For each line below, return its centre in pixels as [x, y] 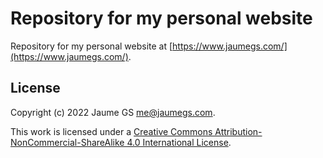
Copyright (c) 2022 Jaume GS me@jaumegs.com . [113, 112]
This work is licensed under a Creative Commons [111, 131]
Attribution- [238, 131]
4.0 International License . [179, 142]
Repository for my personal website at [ [91, 46]
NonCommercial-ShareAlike [67, 142]
